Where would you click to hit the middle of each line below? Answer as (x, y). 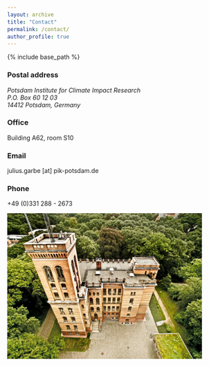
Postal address (33, 75)
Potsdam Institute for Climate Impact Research (74, 90)
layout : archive (30, 15)
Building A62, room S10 (40, 138)
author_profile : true (38, 37)
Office (18, 122)
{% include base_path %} (44, 57)
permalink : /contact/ (38, 29)
